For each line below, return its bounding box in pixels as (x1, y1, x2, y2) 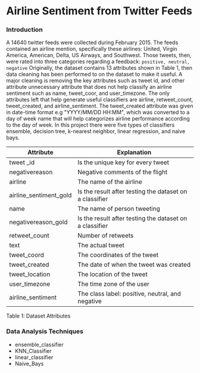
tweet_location (9, 270, 51, 279)
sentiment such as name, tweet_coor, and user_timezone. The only (6, 90, 170, 97)
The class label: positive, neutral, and (77, 289, 182, 298)
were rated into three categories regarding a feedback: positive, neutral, (6, 58, 190, 65)
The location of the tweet (77, 270, 148, 279)
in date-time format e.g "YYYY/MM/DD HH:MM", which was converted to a (6, 109, 190, 116)
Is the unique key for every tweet (77, 158, 170, 167)
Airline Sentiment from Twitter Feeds (6, 4, 192, 18)
